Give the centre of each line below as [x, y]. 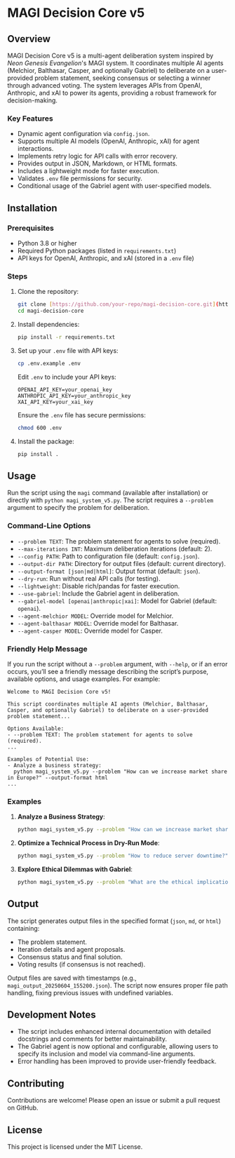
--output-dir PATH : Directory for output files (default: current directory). [121, 563]
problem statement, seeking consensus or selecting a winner [123, 78]
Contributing [36, 1083]
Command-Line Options [49, 526]
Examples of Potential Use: [48, 759]
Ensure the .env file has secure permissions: [81, 415]
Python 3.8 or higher [47, 243]
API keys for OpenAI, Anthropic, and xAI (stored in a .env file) [106, 258]
